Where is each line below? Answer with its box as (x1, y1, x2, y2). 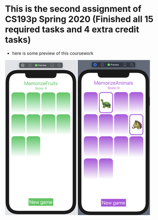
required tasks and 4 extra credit (5, 24, 140, 35)
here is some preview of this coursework (12, 50, 94, 56)
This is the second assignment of (5, 3, 142, 15)
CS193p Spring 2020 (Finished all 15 (5, 14, 154, 25)
